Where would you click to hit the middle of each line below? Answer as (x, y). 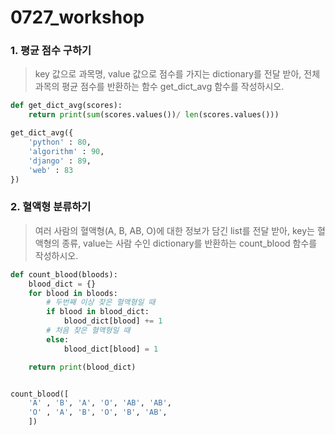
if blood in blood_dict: (98, 312)
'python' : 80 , (60, 142)
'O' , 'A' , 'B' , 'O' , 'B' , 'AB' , (98, 412)
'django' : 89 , (60, 161)
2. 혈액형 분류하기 (51, 207)
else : (58, 339)
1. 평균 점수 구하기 (51, 51)
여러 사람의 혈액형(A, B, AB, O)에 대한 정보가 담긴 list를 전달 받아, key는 (174, 230)
